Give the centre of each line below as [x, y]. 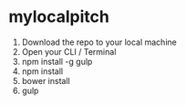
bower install [46, 80]
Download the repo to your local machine [99, 42]
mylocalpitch [59, 17]
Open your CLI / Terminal [69, 51]
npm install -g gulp [57, 61]
